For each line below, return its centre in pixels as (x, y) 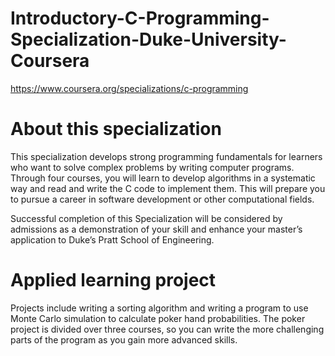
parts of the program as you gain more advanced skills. (124, 339)
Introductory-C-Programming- (140, 18)
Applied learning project (113, 280)
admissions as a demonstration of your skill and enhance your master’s (156, 229)
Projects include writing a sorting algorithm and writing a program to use (159, 308)
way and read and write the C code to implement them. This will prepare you (168, 188)
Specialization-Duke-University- (148, 39)
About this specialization (116, 129)
